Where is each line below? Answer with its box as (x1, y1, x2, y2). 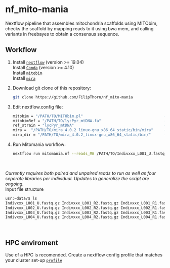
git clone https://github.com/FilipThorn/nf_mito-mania (12, 94, 133, 99)
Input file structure (5, 186, 44, 192)
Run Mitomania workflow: (12, 141, 66, 147)
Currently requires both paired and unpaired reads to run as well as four (5, 170, 156, 176)
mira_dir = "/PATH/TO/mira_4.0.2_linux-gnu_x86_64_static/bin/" (12, 132, 151, 137)
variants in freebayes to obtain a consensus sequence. (5, 31, 120, 37)
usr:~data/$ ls (5, 196, 37, 201)
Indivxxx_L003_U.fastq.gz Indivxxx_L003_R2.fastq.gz (5, 210, 119, 215)
